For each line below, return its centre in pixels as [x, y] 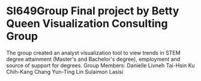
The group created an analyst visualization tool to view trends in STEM [94, 52]
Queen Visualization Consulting [87, 24]
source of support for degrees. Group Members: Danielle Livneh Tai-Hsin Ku [100, 65]
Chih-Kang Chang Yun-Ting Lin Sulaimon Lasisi [65, 71]
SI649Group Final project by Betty [93, 11]
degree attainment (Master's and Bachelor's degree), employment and [93, 59]
